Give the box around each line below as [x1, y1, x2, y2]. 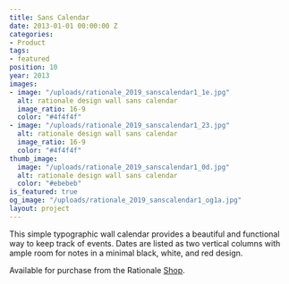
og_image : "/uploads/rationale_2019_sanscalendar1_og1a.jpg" [9, 196, 242, 205]
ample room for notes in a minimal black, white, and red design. [9, 247, 243, 258]
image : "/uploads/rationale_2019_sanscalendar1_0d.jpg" [17, 163, 230, 171]
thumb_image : [9, 154, 58, 163]
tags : [9, 46, 30, 55]
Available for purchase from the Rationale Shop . [9, 264, 185, 275]
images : [9, 79, 38, 88]
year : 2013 [9, 71, 50, 80]
